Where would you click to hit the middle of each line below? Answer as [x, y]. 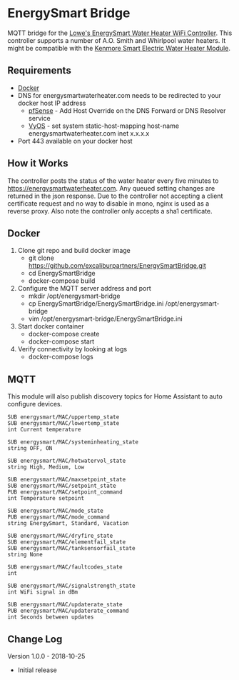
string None [25, 555]
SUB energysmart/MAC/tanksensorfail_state [71, 549]
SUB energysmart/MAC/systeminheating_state [73, 442]
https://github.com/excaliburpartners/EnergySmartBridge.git [117, 266]
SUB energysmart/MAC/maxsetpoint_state [67, 480]
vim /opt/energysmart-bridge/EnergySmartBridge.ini [106, 319]
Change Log [35, 639]
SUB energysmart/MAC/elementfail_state [67, 542]
